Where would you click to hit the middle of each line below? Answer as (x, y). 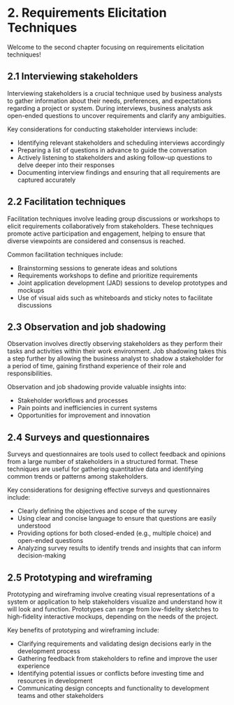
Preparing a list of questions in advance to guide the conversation (112, 150)
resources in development (55, 681)
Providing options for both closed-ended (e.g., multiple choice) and (114, 533)
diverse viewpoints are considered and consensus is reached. (96, 241)
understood (34, 526)
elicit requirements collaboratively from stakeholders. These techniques (110, 226)
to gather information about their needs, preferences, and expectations (109, 101)
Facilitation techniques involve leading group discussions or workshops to (114, 219)
